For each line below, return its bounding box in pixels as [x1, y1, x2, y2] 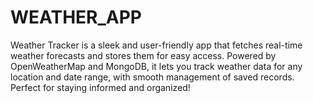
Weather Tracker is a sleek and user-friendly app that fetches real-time [10, 39, 303, 51]
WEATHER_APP [10, 6, 142, 29]
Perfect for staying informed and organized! [10, 81, 191, 93]
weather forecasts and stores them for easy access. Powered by [10, 49, 277, 61]
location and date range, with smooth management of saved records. [10, 71, 295, 83]
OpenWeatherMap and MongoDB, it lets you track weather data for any [10, 60, 303, 72]
